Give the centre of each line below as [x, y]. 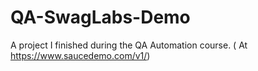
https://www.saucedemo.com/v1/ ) [80, 55]
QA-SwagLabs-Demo [100, 17]
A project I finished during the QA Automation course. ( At [129, 45]
